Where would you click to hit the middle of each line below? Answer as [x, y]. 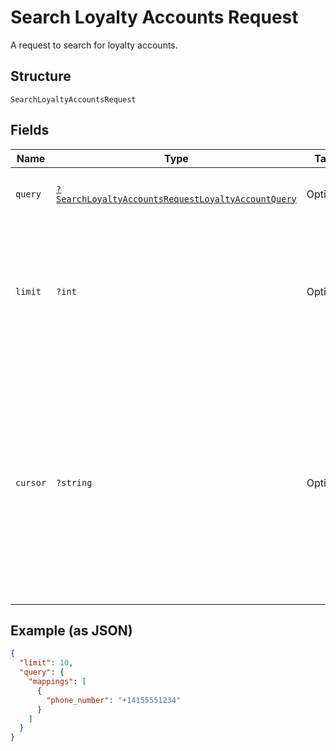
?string [74, 482]
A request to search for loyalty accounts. [94, 45]
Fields [30, 130]
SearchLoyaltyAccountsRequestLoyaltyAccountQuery [176, 199]
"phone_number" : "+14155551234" [114, 700]
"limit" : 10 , [46, 663]
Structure [41, 76]
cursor [31, 482]
